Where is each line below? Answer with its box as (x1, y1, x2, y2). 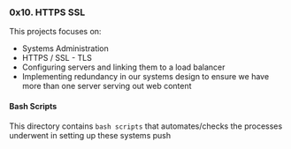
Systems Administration (21, 43, 109, 54)
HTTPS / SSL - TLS (21, 53, 93, 63)
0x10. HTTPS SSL (9, 6, 86, 19)
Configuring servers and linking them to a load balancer (21, 62, 226, 72)
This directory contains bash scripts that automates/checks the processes (9, 121, 283, 131)
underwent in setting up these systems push (9, 130, 171, 140)
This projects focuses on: (9, 26, 102, 37)
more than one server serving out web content (21, 81, 192, 92)
